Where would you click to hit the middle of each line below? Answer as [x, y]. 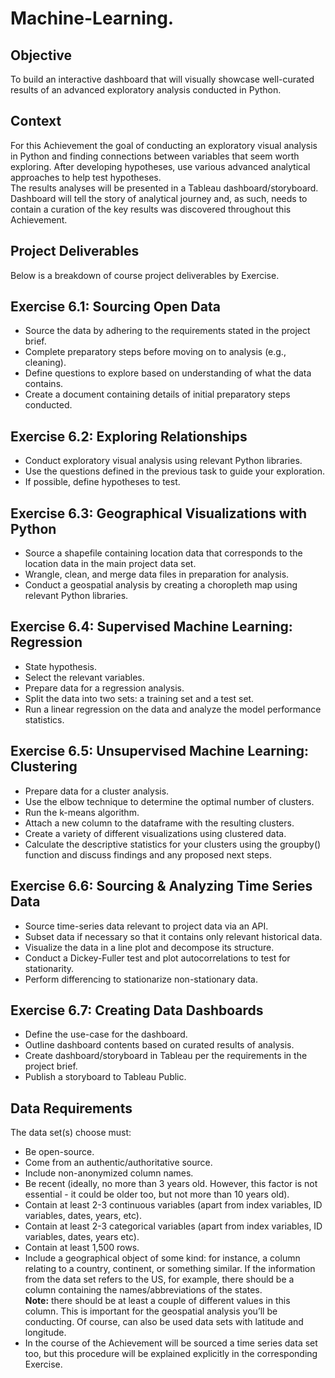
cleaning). [45, 363]
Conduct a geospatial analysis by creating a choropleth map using [161, 585]
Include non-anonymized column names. [109, 1173]
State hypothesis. [60, 666]
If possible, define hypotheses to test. [102, 482]
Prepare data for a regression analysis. [104, 688]
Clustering [44, 767]
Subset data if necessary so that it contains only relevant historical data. [173, 936]
